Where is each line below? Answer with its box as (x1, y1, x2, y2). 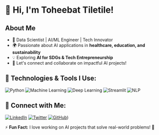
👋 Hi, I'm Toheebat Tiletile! (5, 4, 114, 16)
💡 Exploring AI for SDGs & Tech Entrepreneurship (12, 55, 113, 60)
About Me (5, 24, 36, 32)
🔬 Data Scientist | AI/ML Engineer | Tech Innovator (12, 37, 113, 43)
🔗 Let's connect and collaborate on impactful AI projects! (12, 60, 127, 66)
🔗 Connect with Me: (5, 101, 66, 110)
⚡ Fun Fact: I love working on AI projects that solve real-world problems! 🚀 (5, 124, 155, 130)
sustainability (12, 49, 41, 55)
